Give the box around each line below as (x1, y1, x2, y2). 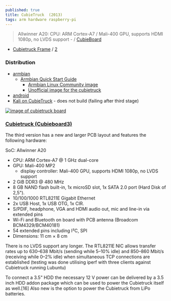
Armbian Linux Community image (28, 81, 99, 87)
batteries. (5, 290, 26, 296)
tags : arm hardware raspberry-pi (5, 17, 77, 22)
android (12, 92, 29, 98)
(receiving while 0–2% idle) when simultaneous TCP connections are (5, 254, 150, 260)
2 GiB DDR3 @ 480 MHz (12, 179, 64, 185)
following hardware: (5, 137, 47, 143)
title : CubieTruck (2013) (5, 12, 63, 17)
